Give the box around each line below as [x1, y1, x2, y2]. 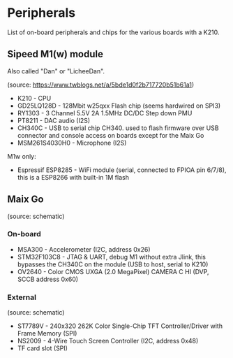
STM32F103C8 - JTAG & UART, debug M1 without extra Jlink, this [17, 252, 206, 261]
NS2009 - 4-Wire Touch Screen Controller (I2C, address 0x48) [17, 337, 199, 345]
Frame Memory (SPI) [17, 329, 77, 338]
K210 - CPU [17, 94, 52, 102]
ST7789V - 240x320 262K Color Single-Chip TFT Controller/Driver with [17, 322, 223, 330]
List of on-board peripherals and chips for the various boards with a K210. [7, 28, 220, 36]
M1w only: [7, 152, 36, 160]
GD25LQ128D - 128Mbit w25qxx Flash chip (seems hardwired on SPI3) [17, 101, 221, 110]
